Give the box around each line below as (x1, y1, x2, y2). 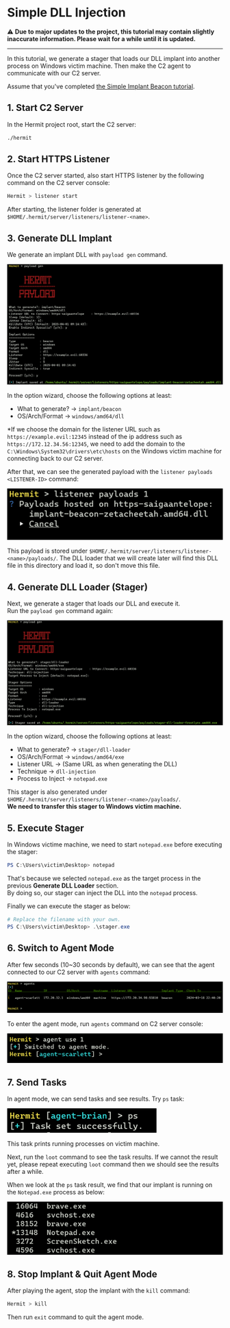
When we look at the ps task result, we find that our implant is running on (7, 1181, 213, 1189)
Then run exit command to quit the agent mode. (7, 1313, 144, 1321)
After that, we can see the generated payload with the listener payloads (7, 468, 213, 476)
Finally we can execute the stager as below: (7, 902, 131, 910)
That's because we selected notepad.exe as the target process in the (7, 874, 201, 882)
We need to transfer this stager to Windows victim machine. (7, 803, 182, 811)
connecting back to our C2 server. (7, 454, 104, 463)
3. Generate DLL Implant (7, 232, 112, 244)
